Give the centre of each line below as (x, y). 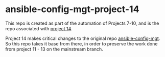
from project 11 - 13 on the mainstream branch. (54, 49)
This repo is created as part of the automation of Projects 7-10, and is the (82, 23)
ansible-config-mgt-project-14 (72, 9)
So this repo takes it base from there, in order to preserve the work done (81, 43)
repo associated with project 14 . (39, 28)
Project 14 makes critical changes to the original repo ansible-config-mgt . (83, 38)
